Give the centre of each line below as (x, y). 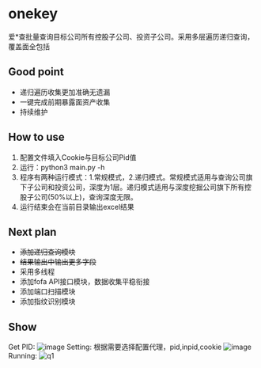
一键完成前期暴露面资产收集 (65, 102)
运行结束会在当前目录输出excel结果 (77, 207)
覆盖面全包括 (29, 46)
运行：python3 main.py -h (62, 167)
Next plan (32, 231)
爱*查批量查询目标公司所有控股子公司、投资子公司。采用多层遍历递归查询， (131, 36)
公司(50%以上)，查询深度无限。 (85, 197)
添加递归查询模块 (47, 252)
